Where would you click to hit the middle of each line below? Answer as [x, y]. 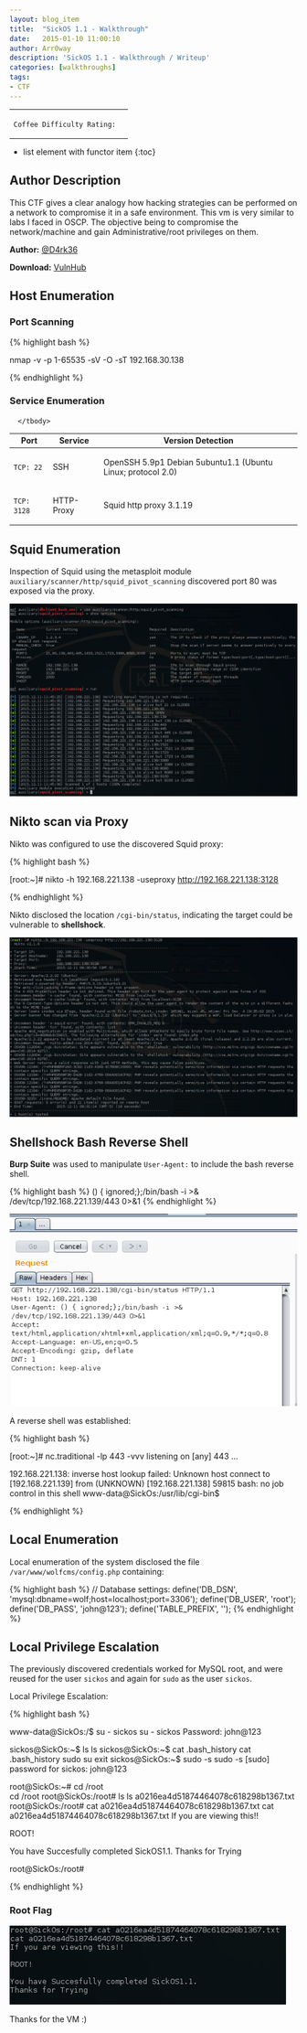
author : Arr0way [40, 48]
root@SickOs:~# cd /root [57, 1787]
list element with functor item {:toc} [89, 152]
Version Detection [199, 441]
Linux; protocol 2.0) [141, 472]
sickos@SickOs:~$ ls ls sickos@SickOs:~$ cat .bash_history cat [130, 1749]
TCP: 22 [28, 468]
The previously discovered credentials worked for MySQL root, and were [146, 1669]
